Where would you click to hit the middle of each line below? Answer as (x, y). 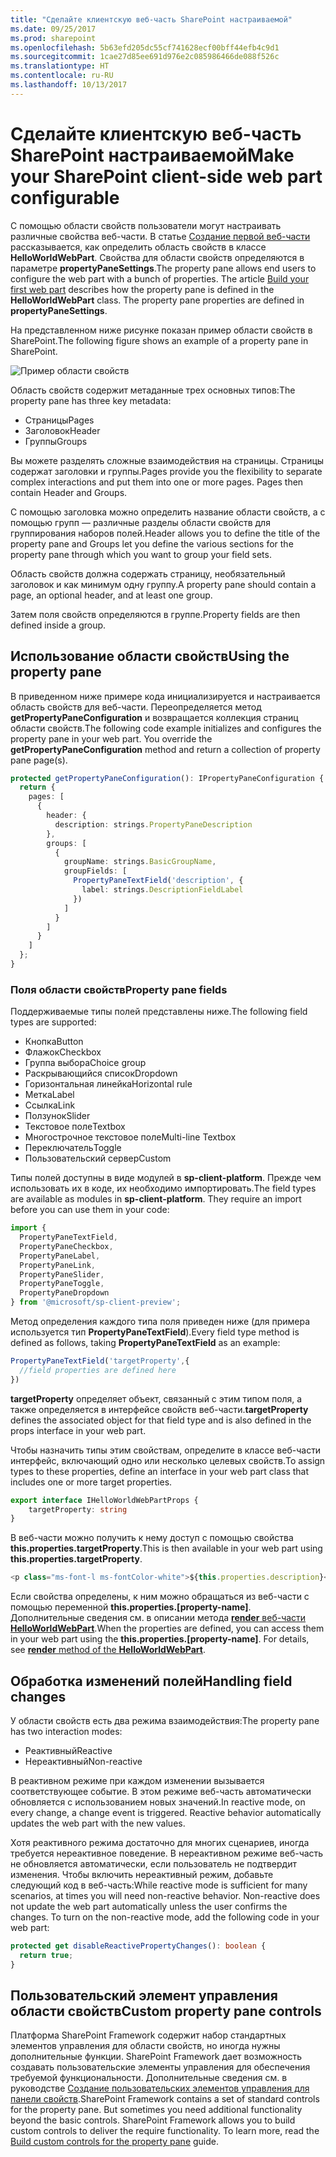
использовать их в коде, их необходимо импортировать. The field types (163, 1188)
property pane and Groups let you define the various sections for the (152, 543)
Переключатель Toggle (73, 1148)
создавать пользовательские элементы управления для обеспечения (160, 2067)
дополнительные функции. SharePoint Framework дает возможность (156, 2057)
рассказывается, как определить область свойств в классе (138, 247)
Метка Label (49, 1095)
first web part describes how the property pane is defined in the (142, 289)
